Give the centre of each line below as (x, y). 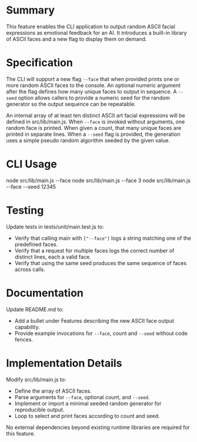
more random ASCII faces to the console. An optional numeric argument (94, 85)
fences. (24, 339)
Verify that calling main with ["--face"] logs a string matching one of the (103, 238)
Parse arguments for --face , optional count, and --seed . (82, 397)
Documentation (45, 293)
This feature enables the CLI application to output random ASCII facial (91, 26)
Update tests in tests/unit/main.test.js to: (55, 226)
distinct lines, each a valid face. (53, 257)
